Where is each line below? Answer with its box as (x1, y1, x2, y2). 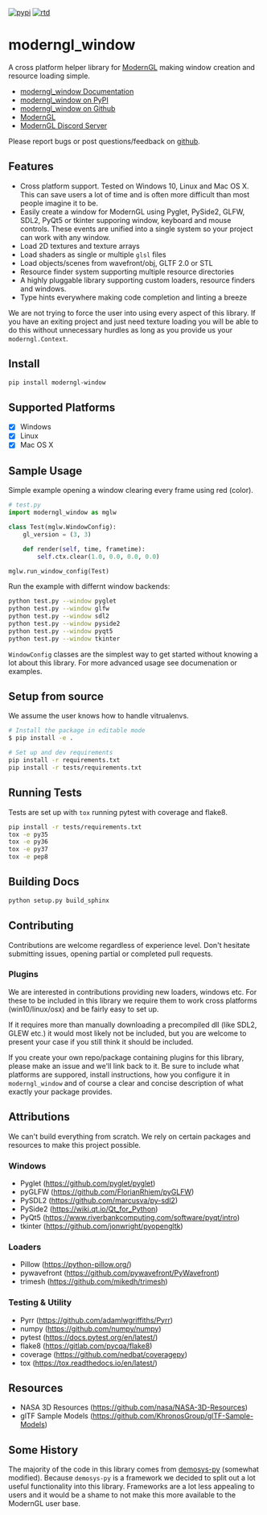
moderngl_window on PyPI (19, 95, 109, 105)
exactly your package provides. (8, 1087, 113, 1096)
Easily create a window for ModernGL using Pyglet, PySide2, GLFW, (19, 206, 245, 217)
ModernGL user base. (8, 1499, 81, 1509)
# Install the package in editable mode (8, 726, 146, 735)
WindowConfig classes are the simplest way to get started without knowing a (8, 649, 259, 659)
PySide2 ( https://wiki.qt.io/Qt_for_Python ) (19, 1204, 158, 1214)
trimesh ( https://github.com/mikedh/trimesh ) (19, 1277, 168, 1286)
